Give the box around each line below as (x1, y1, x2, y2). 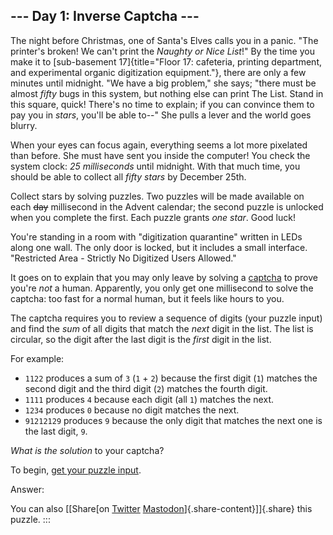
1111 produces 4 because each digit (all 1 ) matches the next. (24, 393, 274, 405)
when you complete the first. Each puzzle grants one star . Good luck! (10, 211, 296, 223)
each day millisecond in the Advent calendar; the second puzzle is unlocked (10, 200, 324, 213)
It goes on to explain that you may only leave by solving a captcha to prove (10, 271, 318, 283)
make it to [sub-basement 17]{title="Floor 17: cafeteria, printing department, (10, 55, 323, 68)
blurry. (10, 119, 38, 131)
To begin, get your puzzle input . (10, 464, 142, 476)
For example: (10, 352, 65, 364)
